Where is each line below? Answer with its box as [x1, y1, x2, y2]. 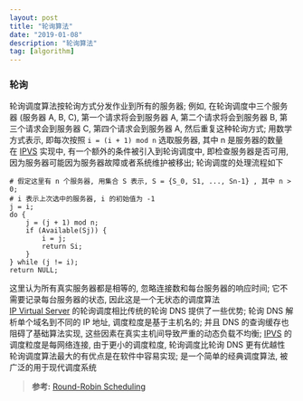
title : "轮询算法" [9, 22, 74, 31]
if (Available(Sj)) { [25, 226, 107, 235]
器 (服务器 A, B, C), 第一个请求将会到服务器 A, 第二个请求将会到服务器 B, [9, 112, 278, 123]
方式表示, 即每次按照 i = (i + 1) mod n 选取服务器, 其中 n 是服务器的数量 [9, 135, 283, 146]
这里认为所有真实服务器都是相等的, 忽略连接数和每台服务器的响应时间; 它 [9, 282, 280, 294]
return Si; [42, 242, 83, 252]
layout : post [9, 13, 59, 23]
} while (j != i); [9, 258, 79, 267]
